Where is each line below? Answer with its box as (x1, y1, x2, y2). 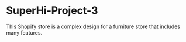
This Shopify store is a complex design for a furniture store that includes (6, 23, 180, 30)
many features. (6, 29, 43, 36)
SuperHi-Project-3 (6, 4, 98, 17)
